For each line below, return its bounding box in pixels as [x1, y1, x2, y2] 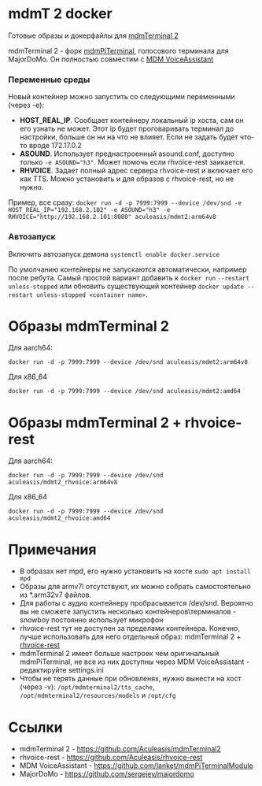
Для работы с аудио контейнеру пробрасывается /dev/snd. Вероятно [19, 599, 253, 608]
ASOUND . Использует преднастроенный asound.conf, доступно [19, 149, 234, 158]
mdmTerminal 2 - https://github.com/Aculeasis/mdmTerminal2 [19, 744, 222, 754]
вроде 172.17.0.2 [28, 141, 83, 150]
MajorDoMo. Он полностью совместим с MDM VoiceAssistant [8, 54, 214, 64]
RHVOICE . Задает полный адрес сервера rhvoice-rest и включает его [19, 166, 253, 176]
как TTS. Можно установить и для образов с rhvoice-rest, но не [19, 174, 234, 184]
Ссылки [8, 718, 63, 736]
